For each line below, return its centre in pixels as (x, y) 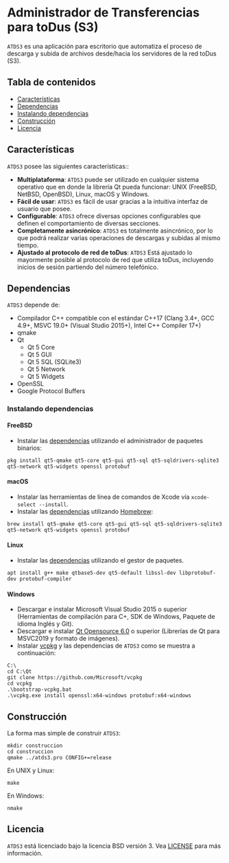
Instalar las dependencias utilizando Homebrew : (85, 511)
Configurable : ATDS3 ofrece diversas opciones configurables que (109, 216)
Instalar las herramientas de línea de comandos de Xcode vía (103, 497)
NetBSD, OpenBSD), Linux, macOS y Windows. (83, 194)
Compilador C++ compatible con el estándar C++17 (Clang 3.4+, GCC (116, 318)
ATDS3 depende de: (34, 305)
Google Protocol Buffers (51, 391)
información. (25, 853)
